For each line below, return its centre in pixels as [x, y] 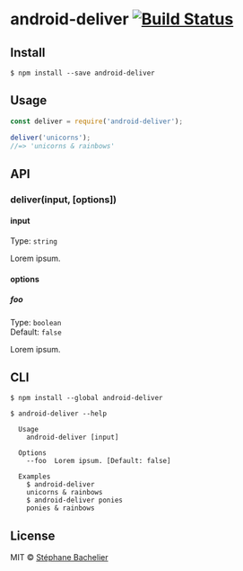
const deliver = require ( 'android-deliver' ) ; [96, 121]
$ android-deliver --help [58, 414]
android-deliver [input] [73, 437]
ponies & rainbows [61, 508]
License [33, 535]
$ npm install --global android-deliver [87, 398]
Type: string [34, 241]
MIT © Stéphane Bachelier [59, 558]
